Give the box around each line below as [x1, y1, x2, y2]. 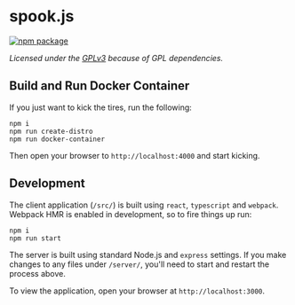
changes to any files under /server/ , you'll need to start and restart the [9, 259, 269, 270]
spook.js [9, 6, 75, 27]
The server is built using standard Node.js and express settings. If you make [9, 249, 287, 260]
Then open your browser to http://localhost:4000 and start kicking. [9, 150, 260, 160]
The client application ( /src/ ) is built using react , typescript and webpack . [9, 199, 279, 210]
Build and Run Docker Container [9, 78, 190, 94]
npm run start [9, 233, 62, 243]
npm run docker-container [9, 135, 105, 144]
